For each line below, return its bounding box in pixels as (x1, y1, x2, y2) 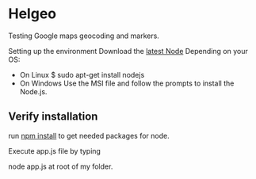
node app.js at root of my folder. (8, 162, 113, 171)
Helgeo (8, 5, 57, 23)
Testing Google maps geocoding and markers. (8, 31, 160, 40)
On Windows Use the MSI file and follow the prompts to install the (19, 78, 235, 88)
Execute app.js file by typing (8, 146, 101, 155)
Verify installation (8, 110, 98, 124)
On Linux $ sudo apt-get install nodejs (19, 70, 145, 79)
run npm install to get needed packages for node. (8, 131, 170, 140)
